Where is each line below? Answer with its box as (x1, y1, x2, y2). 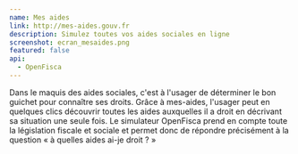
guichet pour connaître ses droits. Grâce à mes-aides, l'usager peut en (9, 96, 270, 107)
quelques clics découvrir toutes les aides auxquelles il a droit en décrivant (9, 106, 282, 117)
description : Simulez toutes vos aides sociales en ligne (9, 29, 230, 38)
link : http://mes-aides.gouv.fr (9, 21, 130, 30)
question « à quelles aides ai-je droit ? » (9, 134, 157, 145)
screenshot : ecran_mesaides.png (9, 37, 130, 47)
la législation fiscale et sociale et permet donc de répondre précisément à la (9, 125, 289, 135)
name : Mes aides (9, 12, 70, 22)
